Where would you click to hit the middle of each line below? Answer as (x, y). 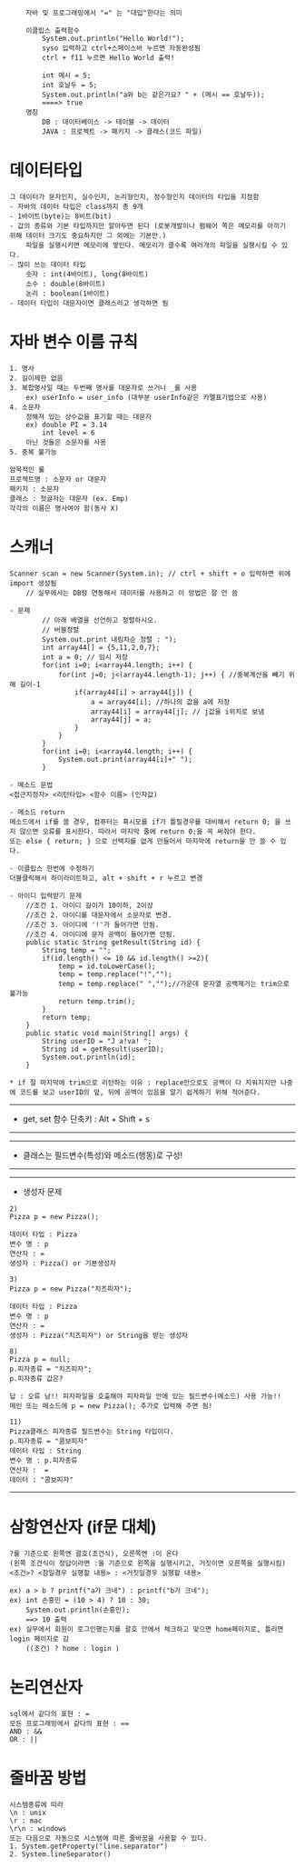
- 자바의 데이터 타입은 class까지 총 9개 (76, 206)
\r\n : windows (38, 1828)
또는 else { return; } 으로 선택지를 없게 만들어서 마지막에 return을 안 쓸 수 (143, 841)
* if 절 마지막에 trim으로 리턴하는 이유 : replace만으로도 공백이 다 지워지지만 (143, 1083)
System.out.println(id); (89, 1057)
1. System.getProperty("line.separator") (89, 1846)
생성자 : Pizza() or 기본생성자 (63, 1263)
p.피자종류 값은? (36, 1379)
